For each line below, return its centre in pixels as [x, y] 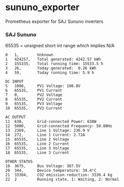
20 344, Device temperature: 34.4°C [51, 171]
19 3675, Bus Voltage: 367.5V [43, 166]
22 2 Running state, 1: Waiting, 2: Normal [62, 179]
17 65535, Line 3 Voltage [37, 148]
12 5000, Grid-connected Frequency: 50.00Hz [59, 126]
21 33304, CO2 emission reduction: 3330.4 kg [59, 175]
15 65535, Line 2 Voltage [37, 139]
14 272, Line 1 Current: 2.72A [45, 135]
